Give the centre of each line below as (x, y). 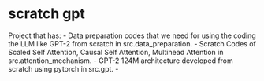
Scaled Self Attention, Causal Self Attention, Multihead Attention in (116, 52)
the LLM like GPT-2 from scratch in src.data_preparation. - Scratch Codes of (132, 43)
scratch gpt (46, 14)
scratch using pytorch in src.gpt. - (63, 68)
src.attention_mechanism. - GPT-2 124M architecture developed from (121, 61)
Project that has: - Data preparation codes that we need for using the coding (132, 35)
